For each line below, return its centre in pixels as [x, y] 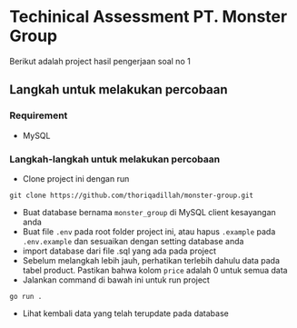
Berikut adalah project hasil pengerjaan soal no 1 [100, 61]
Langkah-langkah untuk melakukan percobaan [115, 159]
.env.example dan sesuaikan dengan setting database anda [133, 241]
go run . [26, 296]
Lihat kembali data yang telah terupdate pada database [125, 313]
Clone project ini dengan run [76, 178]
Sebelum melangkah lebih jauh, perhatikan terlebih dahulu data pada [151, 260]
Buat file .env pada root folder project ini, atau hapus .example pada [149, 231]
